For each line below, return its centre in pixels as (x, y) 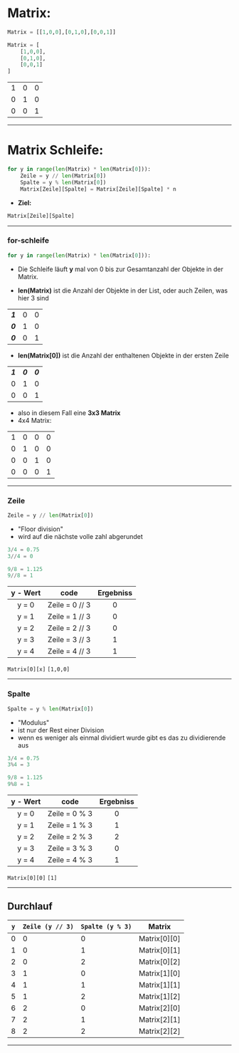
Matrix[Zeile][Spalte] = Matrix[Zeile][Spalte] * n (98, 189)
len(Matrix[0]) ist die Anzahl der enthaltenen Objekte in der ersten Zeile (123, 355)
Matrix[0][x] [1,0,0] (38, 670)
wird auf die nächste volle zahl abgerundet (80, 536)
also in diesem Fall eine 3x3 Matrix (69, 413)
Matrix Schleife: (55, 150)
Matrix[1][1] (159, 985)
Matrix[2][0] (159, 1007)
